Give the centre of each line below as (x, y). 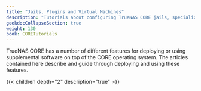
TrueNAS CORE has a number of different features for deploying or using (96, 51)
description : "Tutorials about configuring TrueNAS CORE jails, (88, 17)
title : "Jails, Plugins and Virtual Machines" (65, 12)
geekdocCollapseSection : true (44, 23)
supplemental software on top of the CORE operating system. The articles (97, 57)
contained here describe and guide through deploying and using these (93, 64)
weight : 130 (21, 28)
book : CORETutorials (32, 34)
